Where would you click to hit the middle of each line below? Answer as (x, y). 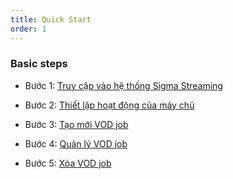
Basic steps (39, 64)
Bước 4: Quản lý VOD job (76, 143)
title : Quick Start (51, 19)
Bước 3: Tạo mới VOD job (76, 124)
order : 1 (28, 29)
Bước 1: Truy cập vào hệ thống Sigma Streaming (123, 85)
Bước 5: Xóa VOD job (68, 163)
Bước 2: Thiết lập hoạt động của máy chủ (109, 105)
